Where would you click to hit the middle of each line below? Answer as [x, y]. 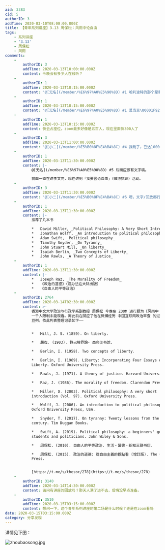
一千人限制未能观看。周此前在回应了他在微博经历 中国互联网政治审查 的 [94, 316]
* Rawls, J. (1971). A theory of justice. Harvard [86, 374]
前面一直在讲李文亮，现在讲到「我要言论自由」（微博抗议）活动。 [87, 179]
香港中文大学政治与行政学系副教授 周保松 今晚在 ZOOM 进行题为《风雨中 [95, 311]
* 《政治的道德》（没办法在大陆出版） [66, 284]
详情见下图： [18, 532]
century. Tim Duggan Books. [60, 423]
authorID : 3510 [38, 500]
